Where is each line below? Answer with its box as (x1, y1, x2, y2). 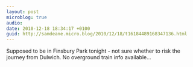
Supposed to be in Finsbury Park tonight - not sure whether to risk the (6, 47, 181, 54)
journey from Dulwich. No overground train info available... (6, 54, 152, 61)
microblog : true (6, 14, 47, 20)
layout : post (6, 8, 39, 15)
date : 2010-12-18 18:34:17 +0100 (6, 25, 90, 32)
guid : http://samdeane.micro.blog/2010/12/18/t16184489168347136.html (6, 31, 188, 37)
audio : (6, 20, 23, 26)
